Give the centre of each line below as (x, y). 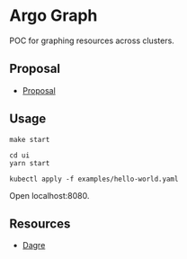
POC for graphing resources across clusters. (92, 40)
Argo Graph (53, 16)
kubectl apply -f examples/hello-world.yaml (94, 179)
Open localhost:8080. (49, 195)
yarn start (30, 163)
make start (30, 139)
